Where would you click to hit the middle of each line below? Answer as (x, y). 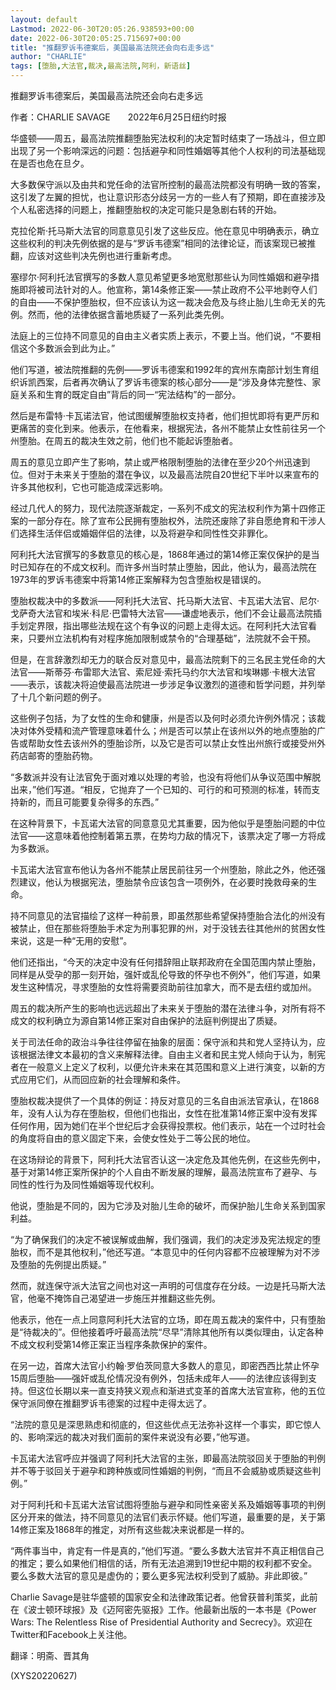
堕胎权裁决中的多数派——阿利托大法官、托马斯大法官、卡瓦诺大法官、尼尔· (165, 600)
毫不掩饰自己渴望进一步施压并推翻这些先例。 (128, 1298)
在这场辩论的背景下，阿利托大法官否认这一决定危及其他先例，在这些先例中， (168, 1159)
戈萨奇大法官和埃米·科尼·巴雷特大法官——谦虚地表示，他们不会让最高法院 (162, 613)
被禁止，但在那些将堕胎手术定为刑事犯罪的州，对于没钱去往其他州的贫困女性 (168, 928)
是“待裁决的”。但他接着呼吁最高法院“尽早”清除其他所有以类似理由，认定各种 (167, 1332)
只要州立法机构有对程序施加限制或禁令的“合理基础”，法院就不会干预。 (172, 638)
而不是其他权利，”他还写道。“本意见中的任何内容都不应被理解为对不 (174, 1252)
